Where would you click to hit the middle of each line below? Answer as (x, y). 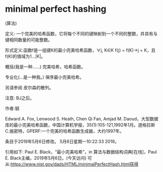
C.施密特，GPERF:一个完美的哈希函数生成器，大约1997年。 (65, 131)
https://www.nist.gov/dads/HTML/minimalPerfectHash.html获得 (74, 164)
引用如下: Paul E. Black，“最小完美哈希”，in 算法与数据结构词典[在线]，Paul (81, 152)
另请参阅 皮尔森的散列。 (29, 87)
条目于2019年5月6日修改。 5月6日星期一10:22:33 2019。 (62, 141)
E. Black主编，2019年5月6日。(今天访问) (46, 158)
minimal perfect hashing (56, 9)
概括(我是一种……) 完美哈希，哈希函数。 (45, 67)
